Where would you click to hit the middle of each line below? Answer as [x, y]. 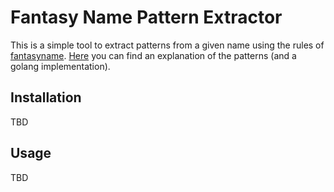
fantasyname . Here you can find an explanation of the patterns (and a [153, 55]
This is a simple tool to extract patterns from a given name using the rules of [167, 45]
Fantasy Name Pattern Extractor [146, 17]
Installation [46, 97]
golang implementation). [60, 66]
